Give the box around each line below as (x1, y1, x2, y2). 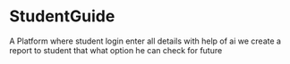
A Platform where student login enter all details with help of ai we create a (9, 36, 282, 46)
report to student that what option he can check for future (9, 44, 223, 55)
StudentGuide (9, 6, 115, 27)
